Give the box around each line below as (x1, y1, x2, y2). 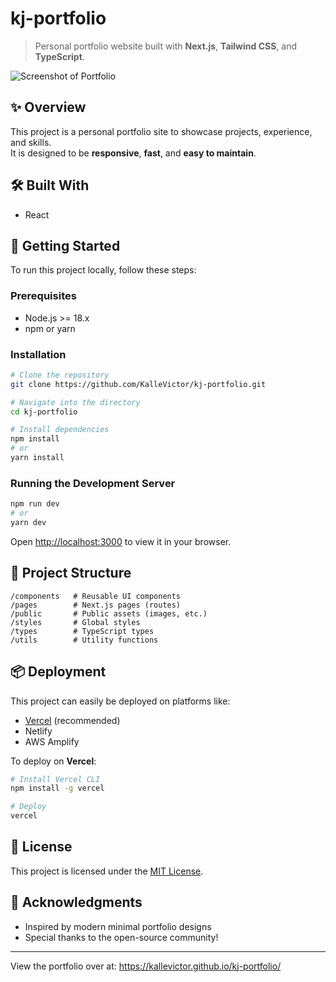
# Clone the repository (10, 370, 110, 380)
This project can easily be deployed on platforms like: (10, 695, 231, 707)
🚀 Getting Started (10, 237, 121, 254)
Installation (10, 347, 67, 361)
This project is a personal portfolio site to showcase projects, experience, (10, 125, 313, 137)
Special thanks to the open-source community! (24, 931, 219, 943)
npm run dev (10, 499, 60, 509)
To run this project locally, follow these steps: (10, 264, 197, 276)
